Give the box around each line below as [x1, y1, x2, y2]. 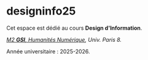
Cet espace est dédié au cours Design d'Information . [6, 24, 142, 32]
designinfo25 [6, 4, 76, 18]
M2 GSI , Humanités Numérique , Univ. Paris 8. [6, 36, 122, 43]
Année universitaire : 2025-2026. [6, 47, 90, 55]
